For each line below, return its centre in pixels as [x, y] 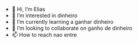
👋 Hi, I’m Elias [29, 9]
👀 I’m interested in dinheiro [45, 15]
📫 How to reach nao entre [44, 35]
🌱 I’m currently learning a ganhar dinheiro [63, 22]
